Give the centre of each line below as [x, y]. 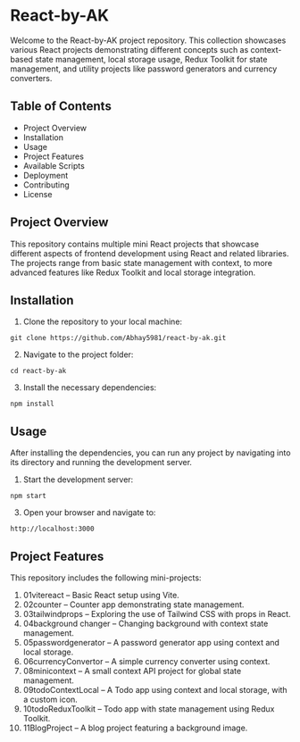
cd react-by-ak [38, 371]
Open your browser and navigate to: [89, 513]
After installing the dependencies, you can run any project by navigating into [150, 453]
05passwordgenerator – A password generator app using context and [151, 642]
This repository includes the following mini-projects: [106, 578]
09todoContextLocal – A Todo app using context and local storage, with [155, 690]
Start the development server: [78, 479]
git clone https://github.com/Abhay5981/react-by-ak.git [118, 338]
